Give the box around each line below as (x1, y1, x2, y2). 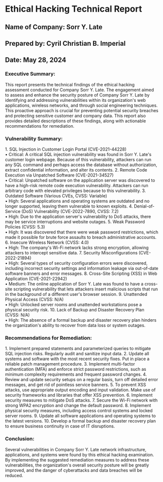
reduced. (5, 472, 23, 478)
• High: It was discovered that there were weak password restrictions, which (5, 229, 159, 235)
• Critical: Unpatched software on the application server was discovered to (5, 177, 155, 183)
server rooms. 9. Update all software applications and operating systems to (5, 413, 156, 419)
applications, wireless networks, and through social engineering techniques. (5, 102, 158, 108)
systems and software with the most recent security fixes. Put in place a (5, 356, 150, 362)
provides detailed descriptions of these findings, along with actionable (5, 118, 146, 124)
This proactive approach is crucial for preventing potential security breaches (5, 107, 159, 113)
